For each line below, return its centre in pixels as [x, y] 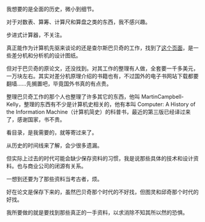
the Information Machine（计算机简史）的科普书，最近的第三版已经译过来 [99, 112]
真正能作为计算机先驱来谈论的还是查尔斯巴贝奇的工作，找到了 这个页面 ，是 [100, 48]
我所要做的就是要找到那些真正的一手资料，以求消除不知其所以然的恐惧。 [97, 213]
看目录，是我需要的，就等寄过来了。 [52, 132]
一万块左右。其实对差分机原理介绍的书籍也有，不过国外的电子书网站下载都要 [103, 76]
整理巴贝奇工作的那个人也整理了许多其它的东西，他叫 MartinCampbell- [95, 97]
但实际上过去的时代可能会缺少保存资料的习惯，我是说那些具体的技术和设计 [100, 158]
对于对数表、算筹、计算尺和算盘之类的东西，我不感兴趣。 [78, 22]
